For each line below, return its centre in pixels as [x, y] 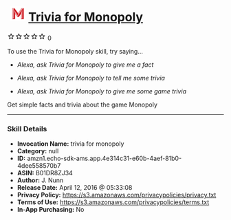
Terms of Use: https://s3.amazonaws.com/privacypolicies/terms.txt [113, 202]
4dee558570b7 [39, 166]
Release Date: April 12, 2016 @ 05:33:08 [75, 188]
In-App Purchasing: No [51, 210]
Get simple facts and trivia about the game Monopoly [82, 104]
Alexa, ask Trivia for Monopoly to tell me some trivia [91, 78]
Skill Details [27, 129]
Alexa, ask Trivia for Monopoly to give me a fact [85, 65]
